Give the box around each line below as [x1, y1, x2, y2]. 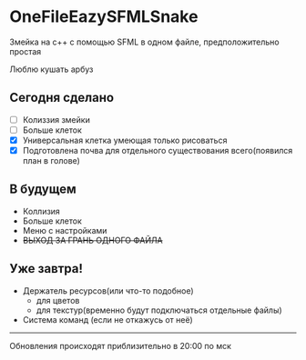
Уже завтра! [9, 261, 84, 276]
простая [9, 45, 42, 56]
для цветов [36, 295, 80, 305]
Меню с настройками [22, 225, 107, 235]
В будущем [9, 182, 77, 197]
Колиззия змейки [22, 114, 91, 125]
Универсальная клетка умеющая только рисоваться [22, 135, 228, 145]
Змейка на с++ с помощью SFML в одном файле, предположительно [9, 36, 280, 47]
